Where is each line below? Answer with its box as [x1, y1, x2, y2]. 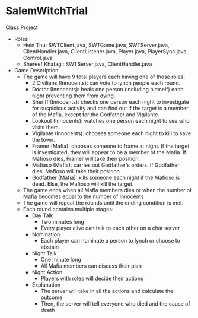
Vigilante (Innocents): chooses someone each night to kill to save [31, 129, 191, 137]
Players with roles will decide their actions [40, 275, 143, 282]
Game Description [14, 66, 59, 74]
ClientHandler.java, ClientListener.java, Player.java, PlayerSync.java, [23, 47, 189, 55]
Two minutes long [40, 218, 84, 225]
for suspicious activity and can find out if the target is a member [31, 104, 189, 112]
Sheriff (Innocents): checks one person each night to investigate [31, 98, 189, 105]
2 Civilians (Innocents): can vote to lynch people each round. [31, 79, 181, 87]
